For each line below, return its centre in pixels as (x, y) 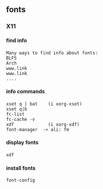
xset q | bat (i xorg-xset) (44, 104)
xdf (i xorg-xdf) (43, 124)
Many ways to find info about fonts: (52, 53)
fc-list (16, 114)
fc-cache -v (20, 119)
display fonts (23, 143)
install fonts (21, 168)
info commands (25, 92)
